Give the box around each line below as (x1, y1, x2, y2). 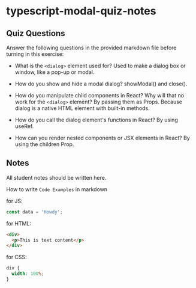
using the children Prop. (14, 141, 74, 148)
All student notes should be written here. (6, 174, 107, 181)
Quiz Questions (6, 28, 65, 38)
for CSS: (6, 254, 27, 261)
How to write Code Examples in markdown (6, 185, 108, 193)
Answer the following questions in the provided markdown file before (6, 44, 177, 51)
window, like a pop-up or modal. (14, 69, 95, 76)
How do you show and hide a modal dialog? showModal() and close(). (14, 80, 188, 87)
